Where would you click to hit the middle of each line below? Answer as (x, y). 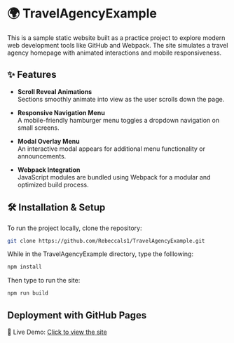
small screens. (38, 128)
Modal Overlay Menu (48, 141)
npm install (25, 267)
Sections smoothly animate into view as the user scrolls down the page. (121, 99)
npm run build (28, 293)
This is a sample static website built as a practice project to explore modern (116, 38)
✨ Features (32, 75)
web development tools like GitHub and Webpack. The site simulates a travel (118, 45)
